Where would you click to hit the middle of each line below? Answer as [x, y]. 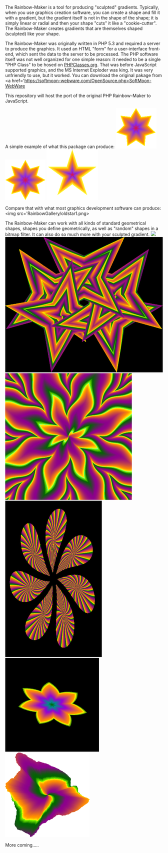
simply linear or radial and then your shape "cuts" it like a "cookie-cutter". [81, 23]
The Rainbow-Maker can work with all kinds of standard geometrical [76, 223]
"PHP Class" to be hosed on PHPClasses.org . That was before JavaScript [81, 65]
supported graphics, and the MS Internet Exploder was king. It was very [79, 70]
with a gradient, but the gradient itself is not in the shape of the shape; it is [82, 18]
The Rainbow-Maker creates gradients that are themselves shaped [74, 28]
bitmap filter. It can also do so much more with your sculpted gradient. [77, 234]
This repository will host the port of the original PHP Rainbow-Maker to [78, 95]
